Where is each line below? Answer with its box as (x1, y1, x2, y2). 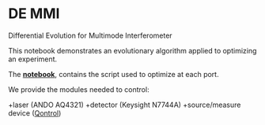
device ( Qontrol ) (8, 108, 62, 118)
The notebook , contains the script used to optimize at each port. (8, 69, 219, 79)
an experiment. (8, 54, 58, 64)
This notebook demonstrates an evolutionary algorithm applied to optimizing (8, 46, 257, 55)
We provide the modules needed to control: (8, 84, 150, 94)
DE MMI (8, 5, 60, 23)
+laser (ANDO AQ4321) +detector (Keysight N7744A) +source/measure (8, 100, 241, 109)
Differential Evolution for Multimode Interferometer (8, 31, 172, 40)
